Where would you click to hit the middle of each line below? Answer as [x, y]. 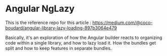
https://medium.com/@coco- [123, 22]
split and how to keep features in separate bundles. [59, 48]
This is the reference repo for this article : [48, 22]
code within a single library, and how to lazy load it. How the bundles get [81, 42]
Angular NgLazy [40, 9]
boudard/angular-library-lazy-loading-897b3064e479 [61, 27]
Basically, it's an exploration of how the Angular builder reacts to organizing [84, 37]
